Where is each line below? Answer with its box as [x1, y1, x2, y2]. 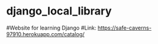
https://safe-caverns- [97, 24, 152, 31]
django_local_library [6, 4, 112, 18]
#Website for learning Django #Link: [6, 24, 97, 31]
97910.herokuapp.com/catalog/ [6, 30, 85, 37]
